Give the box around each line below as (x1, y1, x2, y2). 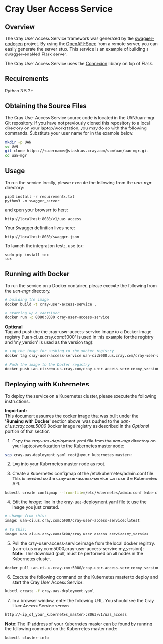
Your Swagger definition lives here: (5, 225, 75, 231)
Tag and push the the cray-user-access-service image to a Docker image (5, 329, 152, 335)
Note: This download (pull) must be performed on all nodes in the (12, 551, 144, 556)
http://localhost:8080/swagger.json (5, 234, 79, 239)
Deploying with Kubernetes (5, 380, 90, 388)
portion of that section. (5, 428, 51, 434)
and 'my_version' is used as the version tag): (5, 339, 94, 345)
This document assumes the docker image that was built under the (5, 413, 139, 419)
